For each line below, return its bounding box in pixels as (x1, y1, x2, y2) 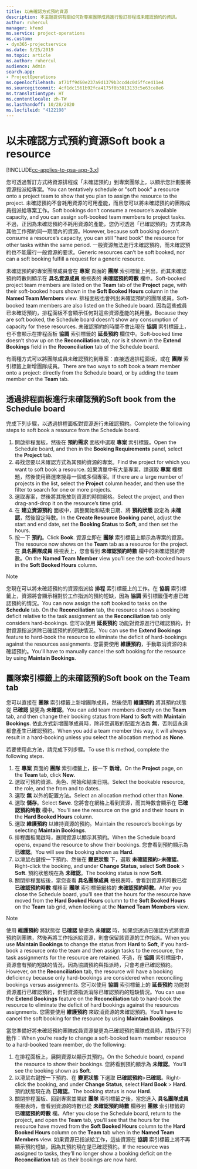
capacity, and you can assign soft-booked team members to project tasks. (6, 213, 186, 221)
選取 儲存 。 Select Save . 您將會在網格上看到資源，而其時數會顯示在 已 (14, 799, 184, 806)
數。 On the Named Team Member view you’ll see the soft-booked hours (14, 555, 191, 562)
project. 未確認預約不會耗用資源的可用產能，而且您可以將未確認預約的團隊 (6, 199, 186, 206)
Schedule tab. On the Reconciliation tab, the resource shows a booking (6, 606, 180, 613)
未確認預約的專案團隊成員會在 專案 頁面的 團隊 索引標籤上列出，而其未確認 (6, 268, 186, 275)
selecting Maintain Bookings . (14, 827, 87, 834)
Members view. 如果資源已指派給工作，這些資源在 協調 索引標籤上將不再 (14, 1135, 191, 1143)
